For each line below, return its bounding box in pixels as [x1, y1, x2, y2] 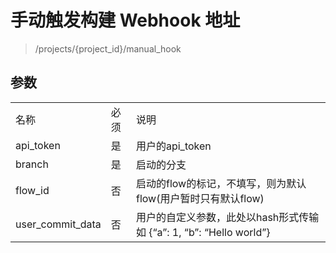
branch [15, 157, 49, 171]
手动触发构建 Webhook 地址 [10, 9, 241, 32]
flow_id [15, 183, 50, 197]
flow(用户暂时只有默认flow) [135, 191, 265, 205]
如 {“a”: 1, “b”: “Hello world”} [135, 225, 271, 239]
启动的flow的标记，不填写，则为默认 [135, 176, 307, 190]
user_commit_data [15, 217, 102, 231]
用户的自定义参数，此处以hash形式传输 [135, 210, 320, 224]
